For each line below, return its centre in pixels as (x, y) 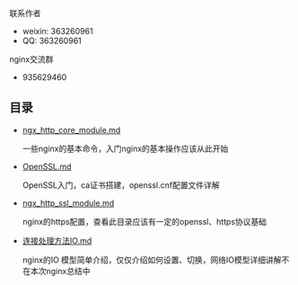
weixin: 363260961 (57, 31)
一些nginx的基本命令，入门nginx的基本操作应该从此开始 (125, 148)
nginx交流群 (31, 59)
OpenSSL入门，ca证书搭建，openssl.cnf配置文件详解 (121, 185)
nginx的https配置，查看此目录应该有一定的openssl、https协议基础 (145, 221)
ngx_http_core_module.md (71, 129)
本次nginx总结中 (60, 271)
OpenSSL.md (47, 166)
